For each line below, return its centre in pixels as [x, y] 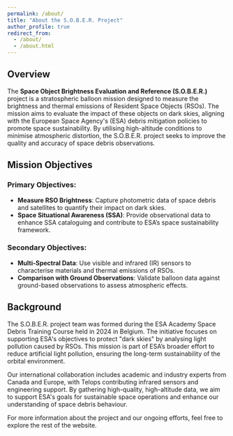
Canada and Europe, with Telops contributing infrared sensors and [103, 382]
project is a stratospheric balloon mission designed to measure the [103, 98]
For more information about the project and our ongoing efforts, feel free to [115, 418]
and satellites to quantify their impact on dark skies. [91, 207]
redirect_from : [29, 33]
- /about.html [34, 46]
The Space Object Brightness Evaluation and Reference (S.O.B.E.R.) [107, 91]
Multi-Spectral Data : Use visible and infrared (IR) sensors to [104, 263]
